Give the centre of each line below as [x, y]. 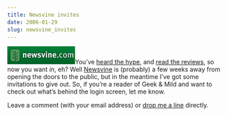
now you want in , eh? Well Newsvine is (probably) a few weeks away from [114, 69]
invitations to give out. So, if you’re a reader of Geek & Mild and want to [110, 85]
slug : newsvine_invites [42, 29]
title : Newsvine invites [43, 15]
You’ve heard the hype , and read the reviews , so [145, 62]
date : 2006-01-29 [32, 22]
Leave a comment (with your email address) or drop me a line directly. [108, 106]
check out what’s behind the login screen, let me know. [86, 92]
